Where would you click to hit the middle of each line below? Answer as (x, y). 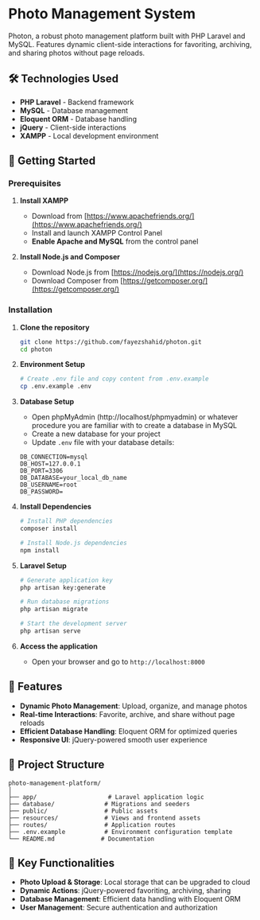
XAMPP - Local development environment (89, 135)
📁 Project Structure (56, 765)
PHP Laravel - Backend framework (77, 102)
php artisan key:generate (62, 587)
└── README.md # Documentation (81, 839)
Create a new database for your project (96, 434)
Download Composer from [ (77, 281)
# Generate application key (66, 580)
